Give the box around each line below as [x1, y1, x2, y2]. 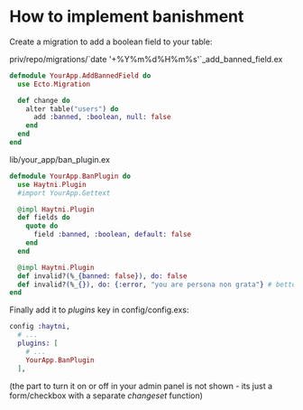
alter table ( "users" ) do [25, 104, 119, 114]
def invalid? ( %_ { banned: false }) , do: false [17, 271, 188, 281]
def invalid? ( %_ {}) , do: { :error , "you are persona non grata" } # [17, 280, 272, 289]
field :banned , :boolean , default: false [32, 230, 192, 239]
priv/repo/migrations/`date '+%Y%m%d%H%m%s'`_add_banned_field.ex [9, 53, 283, 64]
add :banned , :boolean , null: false [32, 113, 171, 122]
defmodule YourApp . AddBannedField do [9, 70, 151, 80]
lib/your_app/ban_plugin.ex [9, 154, 111, 164]
